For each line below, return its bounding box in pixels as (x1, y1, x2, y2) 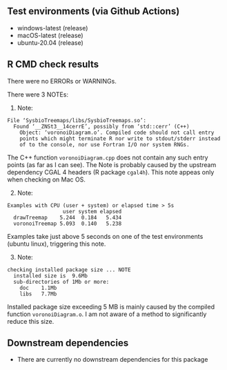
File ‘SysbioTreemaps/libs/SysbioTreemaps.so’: (7, 117, 147, 124)
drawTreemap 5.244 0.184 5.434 (13, 214, 122, 221)
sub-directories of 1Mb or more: (13, 278, 110, 285)
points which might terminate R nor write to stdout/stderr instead (19, 135, 221, 142)
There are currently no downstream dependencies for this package (17, 356, 208, 364)
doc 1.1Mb (19, 284, 57, 291)
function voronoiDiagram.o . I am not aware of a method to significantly (7, 310, 207, 318)
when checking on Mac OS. (7, 175, 86, 184)
